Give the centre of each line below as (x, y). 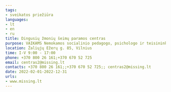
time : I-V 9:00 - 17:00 (31, 53)
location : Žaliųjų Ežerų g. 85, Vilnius (49, 48)
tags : (11, 10)
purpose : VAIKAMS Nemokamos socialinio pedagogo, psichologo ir (75, 43)
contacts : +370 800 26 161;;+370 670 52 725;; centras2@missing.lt (78, 67)
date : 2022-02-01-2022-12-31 (36, 72)
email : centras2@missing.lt (35, 62)
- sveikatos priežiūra (29, 15)
